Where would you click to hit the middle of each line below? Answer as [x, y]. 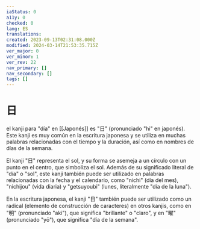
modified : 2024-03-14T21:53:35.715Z [52, 46]
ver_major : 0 [23, 51]
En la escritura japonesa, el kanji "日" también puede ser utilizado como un [99, 199]
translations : [24, 34]
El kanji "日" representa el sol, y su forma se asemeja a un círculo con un [96, 161]
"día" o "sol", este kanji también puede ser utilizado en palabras [85, 174]
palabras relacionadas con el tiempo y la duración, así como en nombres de [100, 142]
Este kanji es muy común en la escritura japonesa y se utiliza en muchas [96, 136]
